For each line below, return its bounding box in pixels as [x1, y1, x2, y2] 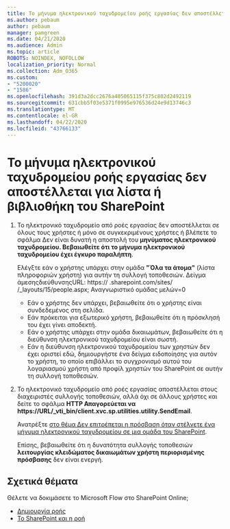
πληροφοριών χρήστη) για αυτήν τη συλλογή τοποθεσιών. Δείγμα [16, 271, 207, 279]
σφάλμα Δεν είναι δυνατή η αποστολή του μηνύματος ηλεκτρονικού [16, 236, 216, 244]
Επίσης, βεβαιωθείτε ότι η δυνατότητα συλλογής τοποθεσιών [16, 441, 193, 449]
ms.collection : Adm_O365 [7, 67, 78, 74]
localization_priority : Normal [7, 61, 97, 68]
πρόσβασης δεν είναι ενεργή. [16, 455, 103, 464]
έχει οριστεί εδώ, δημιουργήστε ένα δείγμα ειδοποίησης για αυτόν [27, 350, 218, 358]
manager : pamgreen [7, 29, 60, 36]
